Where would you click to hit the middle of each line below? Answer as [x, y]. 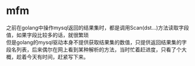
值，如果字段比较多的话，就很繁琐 [47, 35]
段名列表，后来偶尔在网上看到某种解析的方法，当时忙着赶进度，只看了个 [94, 49]
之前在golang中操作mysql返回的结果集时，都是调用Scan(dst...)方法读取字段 [98, 27]
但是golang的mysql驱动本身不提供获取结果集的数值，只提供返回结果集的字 [97, 42]
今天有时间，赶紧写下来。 [57, 57]
